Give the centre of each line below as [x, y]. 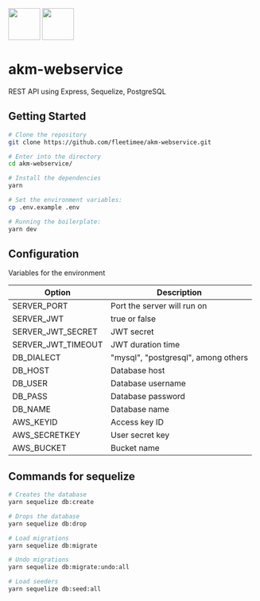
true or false [134, 319]
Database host [138, 370]
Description [179, 293]
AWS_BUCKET [39, 448]
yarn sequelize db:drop [48, 524]
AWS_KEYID [35, 422]
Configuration [44, 254]
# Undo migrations [39, 560]
